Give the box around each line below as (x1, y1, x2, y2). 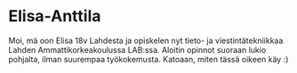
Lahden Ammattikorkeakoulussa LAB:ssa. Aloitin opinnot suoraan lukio (8, 44, 267, 55)
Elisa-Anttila (8, 6, 101, 26)
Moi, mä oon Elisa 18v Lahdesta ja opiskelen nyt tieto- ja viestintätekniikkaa (8, 35, 284, 46)
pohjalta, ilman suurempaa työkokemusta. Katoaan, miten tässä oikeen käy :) (8, 54, 289, 64)
